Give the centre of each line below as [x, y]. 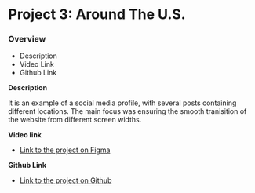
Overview [27, 39]
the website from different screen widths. [75, 120]
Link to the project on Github [66, 180]
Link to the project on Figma [65, 150]
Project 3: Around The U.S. [97, 15]
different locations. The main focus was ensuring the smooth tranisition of [127, 111]
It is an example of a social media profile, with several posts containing [122, 103]
